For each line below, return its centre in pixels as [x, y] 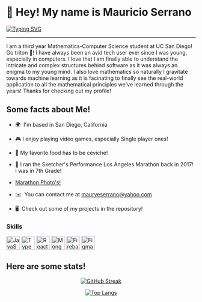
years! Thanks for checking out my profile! [59, 91]
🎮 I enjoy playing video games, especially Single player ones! [91, 139]
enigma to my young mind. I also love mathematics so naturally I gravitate [97, 71]
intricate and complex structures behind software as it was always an [92, 65]
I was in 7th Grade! [38, 171]
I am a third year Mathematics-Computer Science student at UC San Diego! [99, 46]
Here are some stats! [46, 267]
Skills [14, 226]
